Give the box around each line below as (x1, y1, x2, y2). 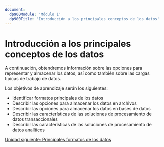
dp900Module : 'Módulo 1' (9, 12, 61, 17)
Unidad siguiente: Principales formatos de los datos (5, 137, 111, 143)
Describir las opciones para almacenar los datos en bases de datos (12, 106, 151, 112)
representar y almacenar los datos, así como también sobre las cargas (5, 70, 150, 76)
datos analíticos (12, 127, 45, 133)
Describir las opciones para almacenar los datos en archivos (12, 100, 137, 106)
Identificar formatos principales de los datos (12, 95, 104, 101)
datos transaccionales (12, 116, 58, 122)
